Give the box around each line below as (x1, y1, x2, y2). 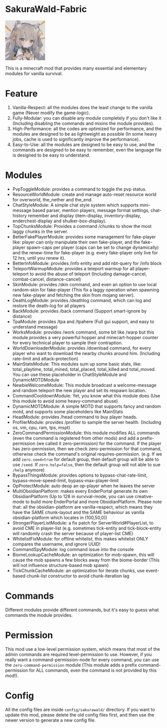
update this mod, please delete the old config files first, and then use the (5, 712, 155, 718)
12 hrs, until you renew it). (12, 255, 66, 261)
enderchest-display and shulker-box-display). (12, 218, 107, 224)
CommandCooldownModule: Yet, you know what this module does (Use (12, 392, 161, 398)
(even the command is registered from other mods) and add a (12, 435, 140, 441)
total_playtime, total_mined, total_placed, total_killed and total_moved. (12, 366, 156, 372)
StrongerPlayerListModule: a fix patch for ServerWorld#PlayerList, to (12, 520, 154, 526)
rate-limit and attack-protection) (12, 356, 79, 362)
